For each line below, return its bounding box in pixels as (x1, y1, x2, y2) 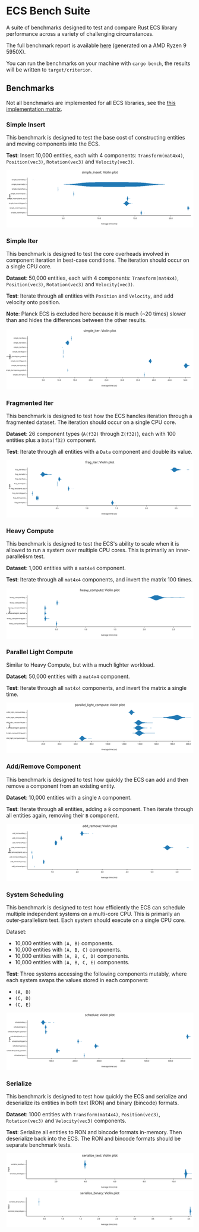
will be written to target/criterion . (6, 66, 93, 73)
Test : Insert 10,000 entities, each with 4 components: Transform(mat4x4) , (6, 152, 185, 159)
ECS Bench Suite (6, 4, 90, 18)
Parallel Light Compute (6, 648, 73, 656)
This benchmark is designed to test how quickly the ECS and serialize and (6, 1093, 188, 1100)
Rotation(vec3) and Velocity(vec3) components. (6, 1117, 127, 1125)
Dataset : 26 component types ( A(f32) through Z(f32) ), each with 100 (6, 431, 176, 438)
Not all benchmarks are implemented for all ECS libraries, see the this (6, 99, 176, 106)
